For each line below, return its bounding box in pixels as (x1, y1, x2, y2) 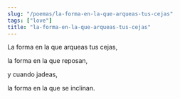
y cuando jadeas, (7, 70, 58, 78)
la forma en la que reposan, (7, 57, 88, 65)
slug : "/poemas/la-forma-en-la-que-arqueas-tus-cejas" (7, 10, 174, 18)
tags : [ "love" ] (7, 17, 53, 24)
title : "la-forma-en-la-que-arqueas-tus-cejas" (7, 23, 152, 30)
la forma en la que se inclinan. (7, 84, 95, 93)
